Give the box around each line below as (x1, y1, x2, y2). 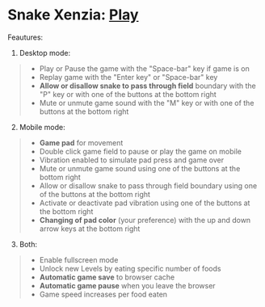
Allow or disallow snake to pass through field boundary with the (39, 81, 256, 90)
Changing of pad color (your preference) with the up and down (39, 215, 251, 225)
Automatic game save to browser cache (39, 272, 175, 282)
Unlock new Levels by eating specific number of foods (39, 263, 221, 273)
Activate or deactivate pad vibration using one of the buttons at (39, 198, 250, 208)
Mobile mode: (19, 122, 65, 132)
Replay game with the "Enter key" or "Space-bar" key (39, 72, 218, 82)
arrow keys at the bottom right (39, 224, 141, 233)
